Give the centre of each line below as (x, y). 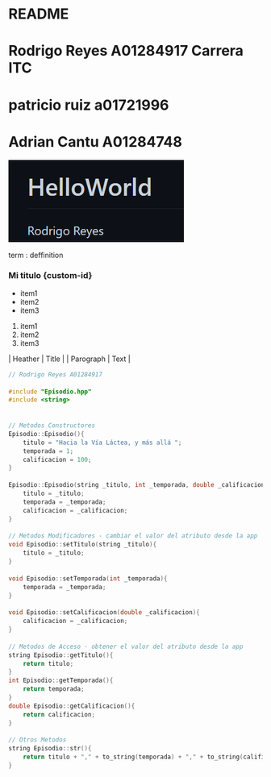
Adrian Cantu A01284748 (96, 141)
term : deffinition (36, 255)
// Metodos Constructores (52, 426)
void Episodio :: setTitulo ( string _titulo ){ (83, 545)
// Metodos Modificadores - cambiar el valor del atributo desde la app (133, 536)
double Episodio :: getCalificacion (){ (72, 706)
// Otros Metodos (38, 740)
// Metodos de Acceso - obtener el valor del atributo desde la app (126, 646)
